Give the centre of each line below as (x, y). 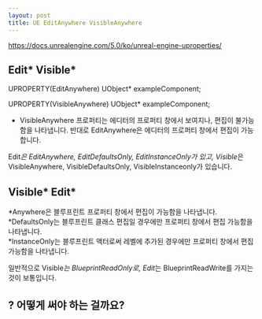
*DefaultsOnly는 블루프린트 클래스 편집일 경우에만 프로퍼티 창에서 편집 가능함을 (131, 222)
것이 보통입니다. (33, 278)
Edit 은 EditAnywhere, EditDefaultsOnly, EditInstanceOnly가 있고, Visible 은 (126, 157)
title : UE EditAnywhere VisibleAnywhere (76, 23)
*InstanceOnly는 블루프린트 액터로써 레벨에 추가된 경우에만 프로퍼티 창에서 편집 (131, 242)
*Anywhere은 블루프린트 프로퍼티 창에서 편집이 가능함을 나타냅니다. (113, 212)
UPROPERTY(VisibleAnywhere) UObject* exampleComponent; (109, 104)
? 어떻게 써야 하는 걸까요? (66, 305)
